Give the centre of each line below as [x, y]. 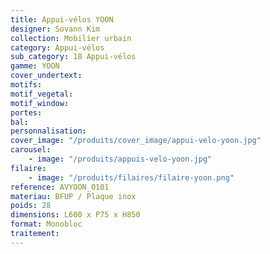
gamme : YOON [35, 66]
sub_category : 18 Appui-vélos [73, 57]
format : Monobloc [46, 224]
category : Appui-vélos [57, 47]
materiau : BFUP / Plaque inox [73, 196]
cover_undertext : [46, 76]
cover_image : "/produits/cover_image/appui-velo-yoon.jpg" [136, 141]
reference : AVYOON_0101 [60, 187]
